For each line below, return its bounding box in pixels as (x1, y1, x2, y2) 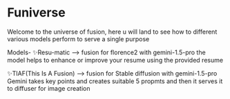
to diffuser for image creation (7, 84, 91, 92)
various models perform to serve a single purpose (7, 34, 150, 43)
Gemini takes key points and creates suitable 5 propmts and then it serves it (7, 77, 223, 85)
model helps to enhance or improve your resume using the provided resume (7, 56, 223, 64)
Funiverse (7, 5, 66, 21)
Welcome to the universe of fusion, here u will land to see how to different (7, 27, 218, 36)
